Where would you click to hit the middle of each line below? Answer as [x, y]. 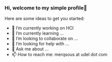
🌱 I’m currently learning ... [38, 33]
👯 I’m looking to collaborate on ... [45, 38]
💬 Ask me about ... [30, 49]
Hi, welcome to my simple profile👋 [46, 8]
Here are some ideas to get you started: [45, 19]
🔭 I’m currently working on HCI [43, 28]
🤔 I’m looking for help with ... [40, 44]
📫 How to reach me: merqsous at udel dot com [59, 55]
